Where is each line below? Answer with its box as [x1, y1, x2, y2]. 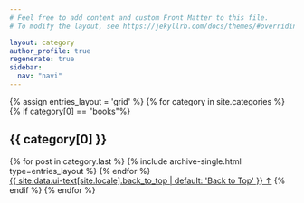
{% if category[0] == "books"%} [9, 106, 131, 116]
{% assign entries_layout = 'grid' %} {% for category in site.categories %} [9, 96, 285, 106]
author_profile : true [9, 46, 91, 55]
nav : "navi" [17, 71, 63, 81]
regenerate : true [9, 55, 75, 64]
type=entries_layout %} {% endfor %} [9, 165, 151, 176]
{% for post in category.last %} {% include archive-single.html [9, 155, 242, 167]
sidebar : [9, 63, 43, 72]
